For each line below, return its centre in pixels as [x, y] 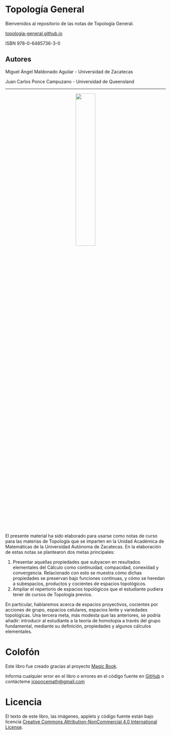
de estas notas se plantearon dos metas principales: [60, 552]
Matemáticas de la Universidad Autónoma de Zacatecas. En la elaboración [83, 546]
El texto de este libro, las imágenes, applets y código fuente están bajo [79, 716]
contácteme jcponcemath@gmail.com [45, 681]
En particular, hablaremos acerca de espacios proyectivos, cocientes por [82, 604]
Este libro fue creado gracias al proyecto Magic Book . [62, 666]
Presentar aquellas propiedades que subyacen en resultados [76, 562]
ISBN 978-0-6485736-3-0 [33, 43]
